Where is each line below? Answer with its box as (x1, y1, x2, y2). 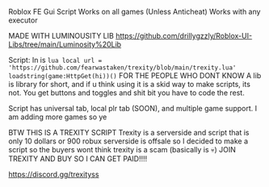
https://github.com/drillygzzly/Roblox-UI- (116, 31, 253, 40)
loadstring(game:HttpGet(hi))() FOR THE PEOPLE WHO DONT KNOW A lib (8, 71, 262, 80)
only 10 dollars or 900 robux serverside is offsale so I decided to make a (8, 136, 249, 146)
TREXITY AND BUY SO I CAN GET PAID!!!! (8, 154, 148, 164)
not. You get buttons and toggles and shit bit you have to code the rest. (8, 88, 245, 98)
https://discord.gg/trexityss (8, 169, 99, 179)
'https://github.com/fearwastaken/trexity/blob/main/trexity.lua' (8, 64, 237, 72)
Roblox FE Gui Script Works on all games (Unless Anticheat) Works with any (8, 7, 261, 16)
